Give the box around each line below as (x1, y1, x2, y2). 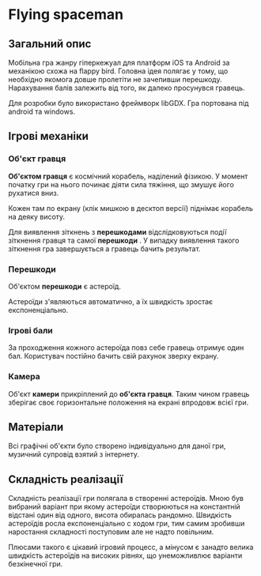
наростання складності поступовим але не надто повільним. (8, 527, 214, 536)
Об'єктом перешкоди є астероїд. (8, 281, 121, 291)
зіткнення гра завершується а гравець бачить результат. (8, 243, 201, 254)
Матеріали (8, 420, 64, 434)
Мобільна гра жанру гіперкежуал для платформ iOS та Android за (8, 58, 230, 67)
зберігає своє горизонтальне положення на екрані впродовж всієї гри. (8, 397, 249, 407)
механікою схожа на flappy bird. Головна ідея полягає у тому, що (8, 66, 229, 76)
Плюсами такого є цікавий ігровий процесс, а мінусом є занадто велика (8, 543, 254, 552)
